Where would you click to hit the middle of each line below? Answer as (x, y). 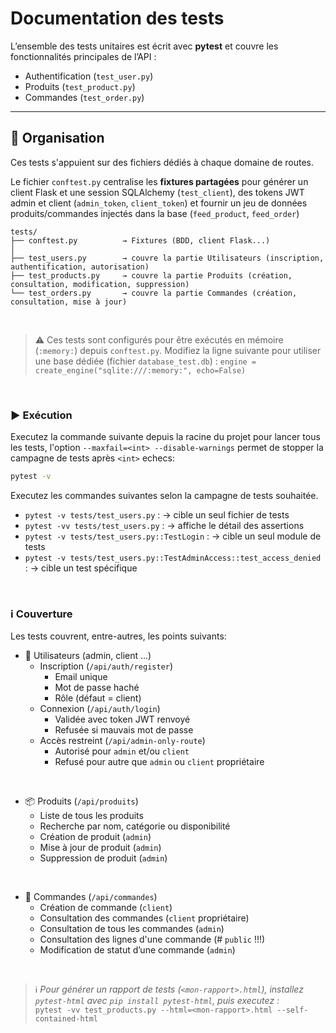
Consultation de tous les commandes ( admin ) (132, 929)
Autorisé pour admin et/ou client (122, 751)
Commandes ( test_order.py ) (84, 97)
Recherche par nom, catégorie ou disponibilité (135, 826)
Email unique (81, 677)
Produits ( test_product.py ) (80, 86)
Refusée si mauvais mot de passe (124, 730)
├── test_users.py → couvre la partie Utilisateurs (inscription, (167, 258)
